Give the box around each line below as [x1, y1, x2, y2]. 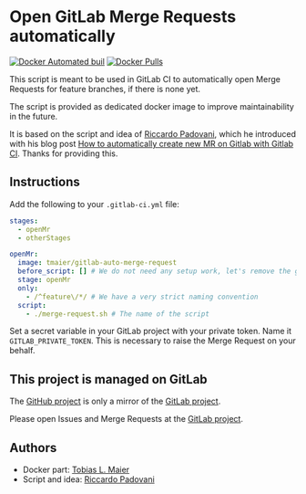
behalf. [9, 345, 36, 356]
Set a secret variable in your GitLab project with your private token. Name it [9, 326, 292, 337]
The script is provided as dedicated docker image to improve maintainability [9, 100, 294, 111]
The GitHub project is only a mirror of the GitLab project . [9, 395, 221, 407]
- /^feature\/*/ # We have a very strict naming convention [25, 292, 259, 301]
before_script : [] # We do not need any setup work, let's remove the [17, 267, 291, 276]
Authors [9, 440, 57, 456]
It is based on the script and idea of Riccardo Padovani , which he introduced [9, 128, 296, 139]
